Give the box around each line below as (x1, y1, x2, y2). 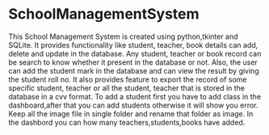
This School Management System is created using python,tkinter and (8, 32, 238, 41)
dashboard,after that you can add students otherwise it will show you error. (8, 100, 258, 110)
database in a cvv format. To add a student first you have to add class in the (8, 91, 261, 101)
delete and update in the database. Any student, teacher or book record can (8, 49, 262, 58)
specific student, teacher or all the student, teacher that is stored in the (8, 82, 245, 93)
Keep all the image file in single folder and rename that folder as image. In (8, 108, 254, 118)
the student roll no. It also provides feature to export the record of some (8, 74, 248, 84)
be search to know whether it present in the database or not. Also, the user (8, 57, 258, 67)
